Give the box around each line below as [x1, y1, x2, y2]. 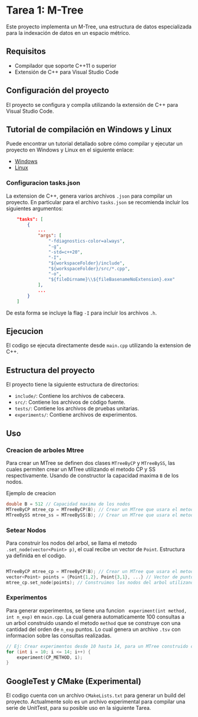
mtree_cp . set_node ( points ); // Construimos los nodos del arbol [6, 580, 167, 585]
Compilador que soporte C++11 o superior [14, 62, 117, 69]
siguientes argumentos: [6, 205, 64, 212]
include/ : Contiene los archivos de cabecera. [14, 392, 126, 400]
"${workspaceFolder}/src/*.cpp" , [48, 266, 131, 271]
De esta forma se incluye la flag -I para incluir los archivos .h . [6, 309, 157, 316]
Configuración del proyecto [6, 86, 110, 96]
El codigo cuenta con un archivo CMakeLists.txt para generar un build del [6, 692, 186, 699]
